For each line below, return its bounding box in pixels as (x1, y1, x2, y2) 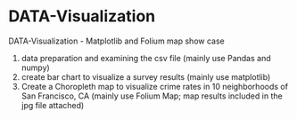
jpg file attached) (21, 99, 85, 110)
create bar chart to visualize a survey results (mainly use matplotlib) (21, 71, 271, 82)
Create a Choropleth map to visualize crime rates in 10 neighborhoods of (21, 81, 289, 91)
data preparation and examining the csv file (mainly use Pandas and (21, 52, 271, 63)
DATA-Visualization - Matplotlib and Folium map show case (8, 36, 225, 46)
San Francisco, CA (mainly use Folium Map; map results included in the (21, 91, 283, 101)
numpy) (21, 62, 50, 73)
